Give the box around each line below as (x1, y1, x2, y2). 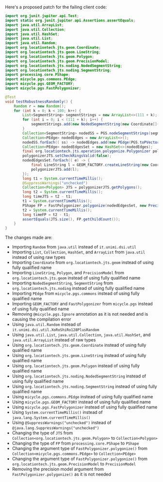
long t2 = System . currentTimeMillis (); (22, 190, 103, 195)
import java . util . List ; (5, 36, 53, 41)
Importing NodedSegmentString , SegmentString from (12, 280, 113, 286)
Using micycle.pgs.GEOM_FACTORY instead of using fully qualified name (12, 399, 151, 405)
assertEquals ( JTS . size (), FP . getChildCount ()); (22, 216, 120, 222)
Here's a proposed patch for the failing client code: (5, 4, 107, 10)
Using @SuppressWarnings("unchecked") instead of (12, 420, 112, 426)
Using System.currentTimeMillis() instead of (12, 410, 103, 415)
